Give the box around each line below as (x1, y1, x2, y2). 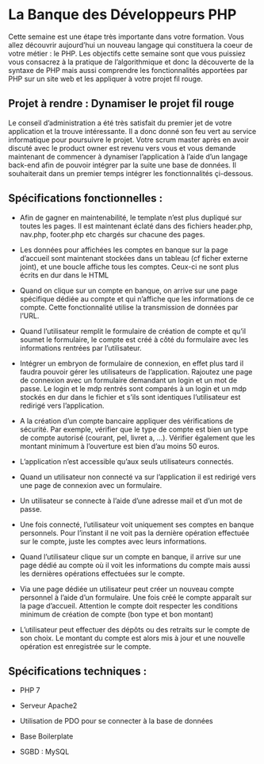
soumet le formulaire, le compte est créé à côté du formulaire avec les (19, 335, 249, 344)
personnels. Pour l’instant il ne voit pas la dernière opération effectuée (19, 528, 250, 537)
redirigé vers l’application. (19, 401, 105, 410)
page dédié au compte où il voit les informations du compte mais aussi (19, 560, 251, 570)
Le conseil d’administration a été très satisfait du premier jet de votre (8, 117, 232, 128)
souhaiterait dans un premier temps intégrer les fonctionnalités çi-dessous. (8, 168, 254, 178)
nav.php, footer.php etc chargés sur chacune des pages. (19, 229, 205, 239)
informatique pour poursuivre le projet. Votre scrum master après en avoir (8, 135, 250, 144)
